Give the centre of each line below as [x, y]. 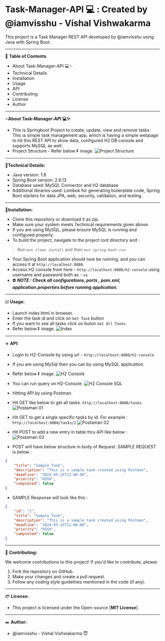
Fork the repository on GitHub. [43, 571]
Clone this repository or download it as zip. [55, 219]
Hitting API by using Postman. [42, 393]
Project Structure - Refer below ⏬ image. [53, 151]
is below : [22, 452]
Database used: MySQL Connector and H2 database [65, 185]
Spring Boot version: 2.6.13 [39, 180]
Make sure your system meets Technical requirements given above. [81, 224]
